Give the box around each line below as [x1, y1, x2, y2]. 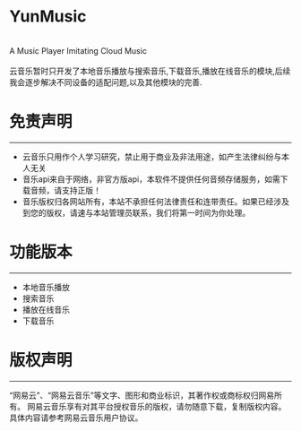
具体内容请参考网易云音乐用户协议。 [9, 412, 143, 423]
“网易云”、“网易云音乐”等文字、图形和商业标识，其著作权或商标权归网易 [9, 390, 275, 401]
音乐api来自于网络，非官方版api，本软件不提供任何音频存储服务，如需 [21, 173, 280, 185]
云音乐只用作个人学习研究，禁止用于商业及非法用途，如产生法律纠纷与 [21, 151, 282, 162]
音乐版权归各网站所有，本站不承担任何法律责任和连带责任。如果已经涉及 [21, 195, 289, 207]
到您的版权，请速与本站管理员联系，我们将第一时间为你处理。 [21, 207, 251, 218]
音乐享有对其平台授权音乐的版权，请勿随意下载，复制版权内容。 [50, 401, 287, 411]
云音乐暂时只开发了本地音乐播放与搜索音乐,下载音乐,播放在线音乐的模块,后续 [9, 65, 291, 76]
